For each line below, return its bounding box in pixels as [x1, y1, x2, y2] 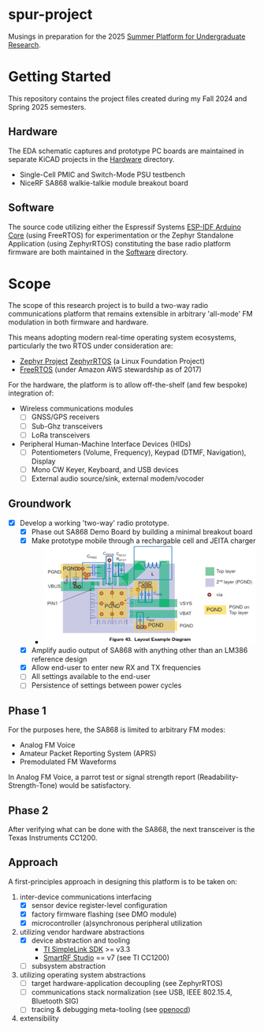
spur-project [8, 6, 93, 24]
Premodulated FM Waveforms [19, 757, 117, 767]
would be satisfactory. [58, 781, 132, 790]
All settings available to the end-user [31, 672, 151, 681]
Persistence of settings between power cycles [31, 680, 182, 690]
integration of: [8, 388, 54, 398]
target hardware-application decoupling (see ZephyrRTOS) [31, 979, 223, 988]
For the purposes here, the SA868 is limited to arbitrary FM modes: [8, 725, 226, 735]
